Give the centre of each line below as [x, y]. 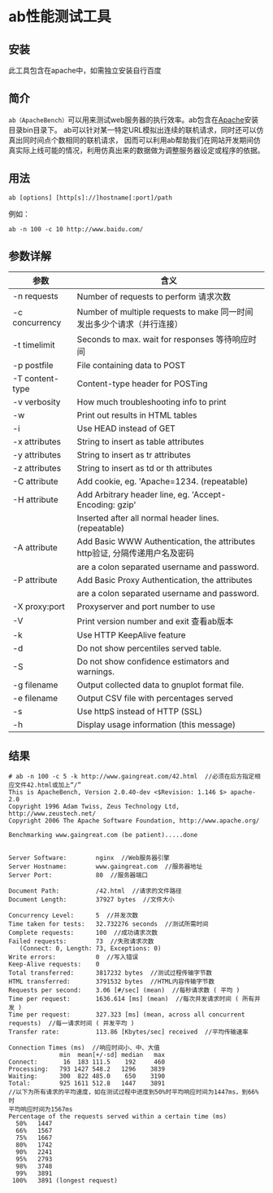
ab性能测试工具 [60, 17]
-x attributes [37, 442]
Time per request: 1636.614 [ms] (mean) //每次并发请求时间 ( [124, 999]
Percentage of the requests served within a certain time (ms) [118, 1116]
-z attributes [37, 468]
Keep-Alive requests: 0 [54, 965]
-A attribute [35, 548]
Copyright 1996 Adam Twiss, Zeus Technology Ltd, [94, 807]
